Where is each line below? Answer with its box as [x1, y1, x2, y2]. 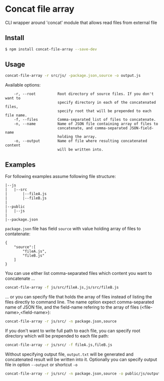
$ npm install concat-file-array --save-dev [5, 46, 97, 52]
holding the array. [57, 134, 97, 139]
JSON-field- [129, 126, 154, 131]
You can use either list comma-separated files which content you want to [5, 270, 152, 276]
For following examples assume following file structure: [5, 174, 116, 179]
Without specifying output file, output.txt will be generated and [5, 351, 134, 357]
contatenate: [5, 231, 31, 237]
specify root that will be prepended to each [57, 109, 152, 113]
